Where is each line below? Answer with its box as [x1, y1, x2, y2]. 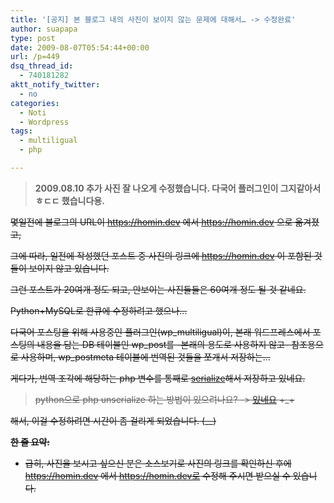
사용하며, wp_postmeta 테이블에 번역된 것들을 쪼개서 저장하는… [20, 351, 271, 363]
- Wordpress [19, 117, 70, 127]
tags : [10, 126, 33, 136]
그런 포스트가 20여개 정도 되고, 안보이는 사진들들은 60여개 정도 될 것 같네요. [10, 283, 307, 295]
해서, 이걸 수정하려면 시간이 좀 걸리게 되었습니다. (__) [10, 414, 217, 426]
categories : [10, 98, 60, 108]
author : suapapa [10, 24, 78, 34]
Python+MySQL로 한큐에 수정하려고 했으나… [10, 304, 188, 316]
